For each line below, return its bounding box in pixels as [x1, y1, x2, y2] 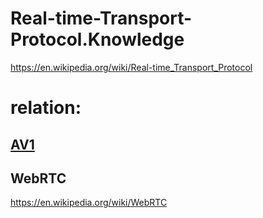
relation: [10, 97, 82, 119]
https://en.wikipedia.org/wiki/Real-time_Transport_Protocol [10, 61, 253, 73]
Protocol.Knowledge [10, 28, 185, 51]
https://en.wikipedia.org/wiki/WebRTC [10, 197, 168, 209]
